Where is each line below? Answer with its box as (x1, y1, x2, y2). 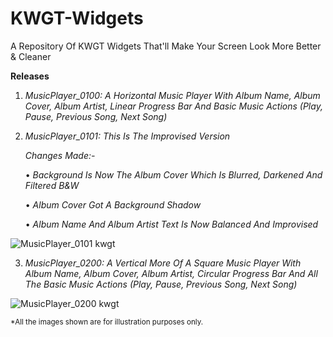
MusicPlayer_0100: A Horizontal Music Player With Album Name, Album (24, 89, 321, 101)
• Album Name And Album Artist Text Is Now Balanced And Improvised (24, 218, 319, 230)
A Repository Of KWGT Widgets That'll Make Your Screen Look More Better (10, 40, 322, 52)
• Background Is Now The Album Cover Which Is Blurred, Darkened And (24, 168, 323, 181)
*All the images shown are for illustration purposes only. (10, 317, 204, 327)
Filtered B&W (24, 179, 80, 191)
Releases (10, 70, 50, 82)
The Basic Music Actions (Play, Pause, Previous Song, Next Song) (24, 278, 298, 290)
